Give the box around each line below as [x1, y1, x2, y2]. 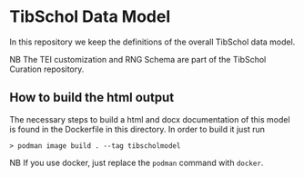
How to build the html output [9, 90, 175, 105]
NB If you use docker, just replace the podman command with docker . [9, 157, 264, 168]
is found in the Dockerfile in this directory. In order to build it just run [9, 123, 266, 134]
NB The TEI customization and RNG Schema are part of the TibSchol [9, 54, 267, 64]
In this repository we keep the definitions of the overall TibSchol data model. [9, 36, 296, 47]
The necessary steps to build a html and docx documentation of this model [9, 113, 290, 124]
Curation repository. [9, 64, 85, 74]
